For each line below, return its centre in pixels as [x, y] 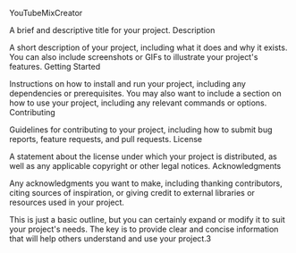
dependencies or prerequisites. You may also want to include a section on [145, 93]
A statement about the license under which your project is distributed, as [143, 156]
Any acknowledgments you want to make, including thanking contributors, [146, 183]
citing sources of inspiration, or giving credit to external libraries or [132, 193]
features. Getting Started [55, 67]
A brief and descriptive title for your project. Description [112, 30]
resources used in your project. [67, 202]
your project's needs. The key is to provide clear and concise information [144, 229]
